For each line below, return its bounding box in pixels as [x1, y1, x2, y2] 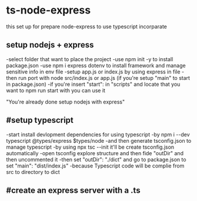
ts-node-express [6, 4, 91, 17]
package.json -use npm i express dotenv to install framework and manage [6, 62, 186, 69]
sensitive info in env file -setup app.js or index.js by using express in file [6, 68, 181, 75]
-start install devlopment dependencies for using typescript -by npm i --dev [6, 130, 190, 138]
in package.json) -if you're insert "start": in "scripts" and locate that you [6, 81, 181, 88]
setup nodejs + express [6, 40, 94, 50]
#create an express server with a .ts [6, 185, 141, 195]
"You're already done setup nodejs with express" [6, 98, 125, 105]
